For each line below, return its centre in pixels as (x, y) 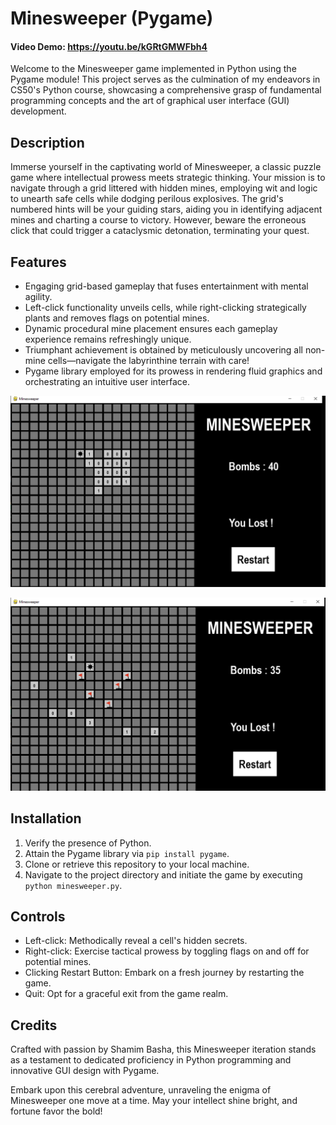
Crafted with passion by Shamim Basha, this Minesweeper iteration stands (163, 1049)
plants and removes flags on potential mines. (117, 318)
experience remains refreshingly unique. (108, 339)
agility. (38, 297)
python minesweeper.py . (73, 885)
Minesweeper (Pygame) (112, 18)
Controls (38, 916)
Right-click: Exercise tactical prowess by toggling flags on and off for (167, 951)
